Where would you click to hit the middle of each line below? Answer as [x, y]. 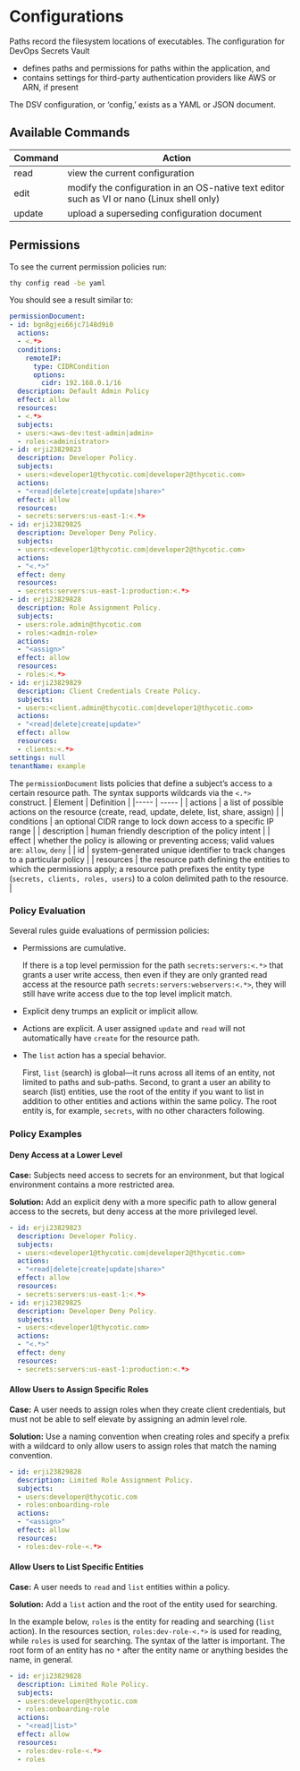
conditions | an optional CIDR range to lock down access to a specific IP [142, 821]
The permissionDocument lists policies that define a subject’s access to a [141, 783]
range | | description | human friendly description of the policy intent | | [140, 831]
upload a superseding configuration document [165, 213]
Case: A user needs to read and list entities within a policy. [120, 1587]
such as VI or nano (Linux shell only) [144, 199]
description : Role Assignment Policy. [90, 608]
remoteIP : [44, 358]
